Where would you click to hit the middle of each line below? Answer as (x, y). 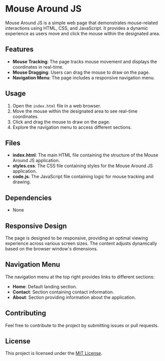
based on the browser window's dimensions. (52, 249)
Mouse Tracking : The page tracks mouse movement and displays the (85, 62)
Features (19, 49)
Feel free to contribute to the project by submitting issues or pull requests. (82, 325)
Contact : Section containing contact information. (63, 292)
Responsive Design (36, 226)
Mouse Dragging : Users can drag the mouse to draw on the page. (81, 72)
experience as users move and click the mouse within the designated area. (83, 33)
